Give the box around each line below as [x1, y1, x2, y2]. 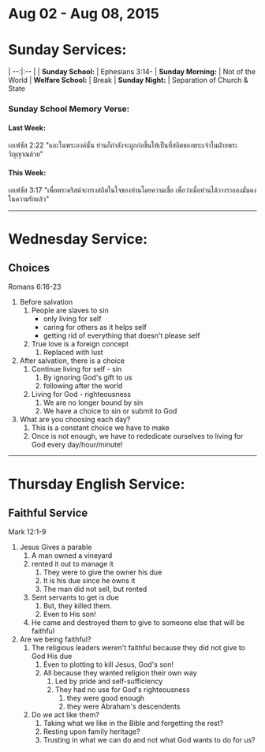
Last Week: [8, 123, 46, 133]
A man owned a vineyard [31, 551, 113, 560]
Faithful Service [8, 507, 88, 520]
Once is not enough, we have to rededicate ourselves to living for [31, 432, 244, 441]
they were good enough [66, 694, 144, 703]
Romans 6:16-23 [8, 282, 62, 292]
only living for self [43, 314, 102, 324]
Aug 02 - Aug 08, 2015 [8, 5, 159, 23]
